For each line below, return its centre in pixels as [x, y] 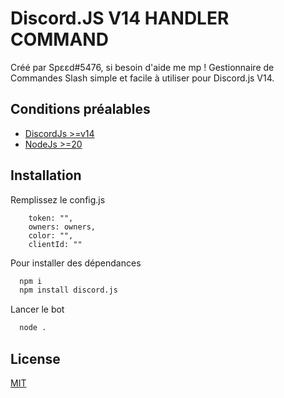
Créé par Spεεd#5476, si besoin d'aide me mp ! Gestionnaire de [142, 67]
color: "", [51, 235]
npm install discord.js [68, 290]
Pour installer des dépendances [76, 263]
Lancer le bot [37, 309]
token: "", [51, 218]
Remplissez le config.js [58, 199]
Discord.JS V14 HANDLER [120, 18]
